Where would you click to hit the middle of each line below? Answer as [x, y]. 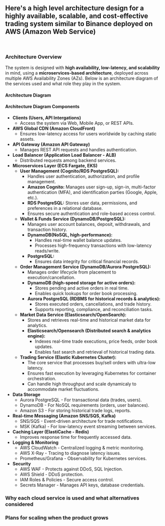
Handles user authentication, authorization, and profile [83, 176]
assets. [27, 139]
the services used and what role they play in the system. [63, 84]
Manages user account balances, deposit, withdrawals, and [89, 224]
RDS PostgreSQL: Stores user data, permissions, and [82, 203]
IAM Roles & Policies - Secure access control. [67, 479]
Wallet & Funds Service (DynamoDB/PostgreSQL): [73, 219]
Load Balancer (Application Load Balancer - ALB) [64, 155]
